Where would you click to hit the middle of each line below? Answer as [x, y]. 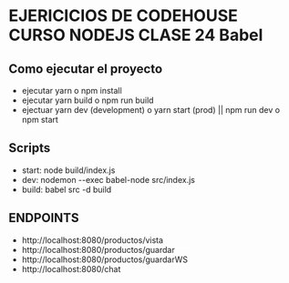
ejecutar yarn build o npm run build [88, 100]
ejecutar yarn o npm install [72, 91]
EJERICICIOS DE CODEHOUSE [124, 16]
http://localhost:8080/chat [71, 268]
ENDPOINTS [44, 218]
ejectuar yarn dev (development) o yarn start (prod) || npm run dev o [150, 110]
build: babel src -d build [67, 189]
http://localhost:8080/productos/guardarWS [105, 259]
